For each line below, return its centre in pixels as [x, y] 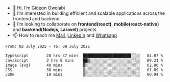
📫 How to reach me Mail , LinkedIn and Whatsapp [65, 35]
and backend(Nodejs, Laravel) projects [55, 30]
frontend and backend [36, 19]
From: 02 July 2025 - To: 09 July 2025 [48, 46]
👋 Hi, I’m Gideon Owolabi [39, 8]
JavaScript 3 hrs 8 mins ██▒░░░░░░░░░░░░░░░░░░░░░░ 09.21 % [84, 60]
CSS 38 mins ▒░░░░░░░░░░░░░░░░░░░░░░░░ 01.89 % [84, 70]
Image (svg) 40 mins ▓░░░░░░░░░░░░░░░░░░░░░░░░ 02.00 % [84, 65]
